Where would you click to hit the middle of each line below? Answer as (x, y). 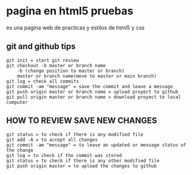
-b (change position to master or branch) (71, 71)
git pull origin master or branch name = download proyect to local (94, 97)
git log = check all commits (43, 81)
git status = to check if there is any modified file (75, 134)
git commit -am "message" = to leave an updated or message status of (96, 145)
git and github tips (41, 46)
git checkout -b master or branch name (56, 65)
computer (17, 102)
